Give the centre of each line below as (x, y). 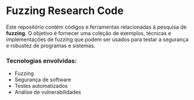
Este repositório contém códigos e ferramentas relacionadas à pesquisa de (96, 27)
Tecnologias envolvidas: (41, 61)
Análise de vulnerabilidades (48, 92)
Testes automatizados (41, 86)
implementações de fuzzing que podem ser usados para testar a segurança (97, 39)
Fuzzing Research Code (65, 11)
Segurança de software (43, 80)
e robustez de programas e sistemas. (51, 46)
